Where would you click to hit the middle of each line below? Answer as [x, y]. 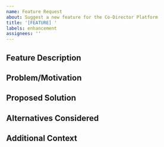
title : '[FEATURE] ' [32, 23]
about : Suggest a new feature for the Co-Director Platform [82, 17]
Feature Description [44, 58]
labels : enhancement [32, 28]
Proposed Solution [41, 98]
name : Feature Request [34, 12]
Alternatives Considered [53, 118]
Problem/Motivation [44, 78]
